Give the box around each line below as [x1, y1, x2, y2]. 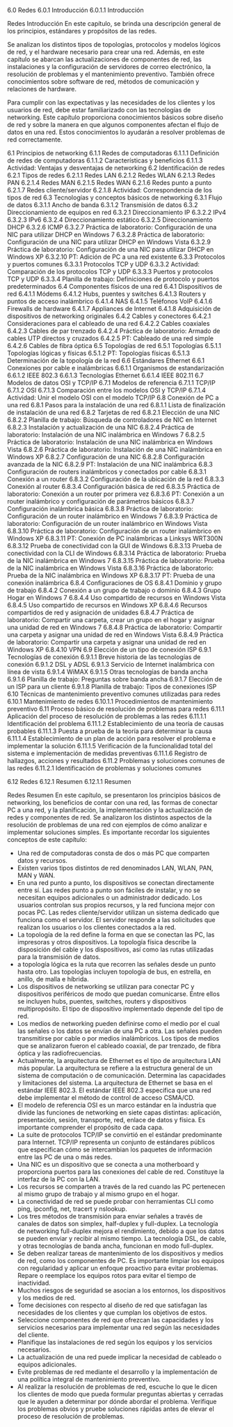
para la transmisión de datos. [17, 953, 101, 961]
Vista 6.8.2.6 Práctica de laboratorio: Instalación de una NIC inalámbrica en [7, 446, 223, 453]
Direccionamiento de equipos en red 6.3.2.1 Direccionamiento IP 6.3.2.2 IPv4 [7, 209, 227, 216]
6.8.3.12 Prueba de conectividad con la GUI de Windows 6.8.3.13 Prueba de [7, 542, 223, 550]
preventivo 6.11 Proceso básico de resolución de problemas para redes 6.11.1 [7, 704, 225, 713]
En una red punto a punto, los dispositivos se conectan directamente [17, 879, 214, 886]
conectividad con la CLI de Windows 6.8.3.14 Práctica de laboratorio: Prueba [7, 549, 227, 557]
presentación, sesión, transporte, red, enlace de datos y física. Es [17, 1116, 206, 1124]
